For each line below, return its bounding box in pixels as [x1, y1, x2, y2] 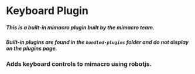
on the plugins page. [6, 45, 57, 52]
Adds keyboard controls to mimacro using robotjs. [6, 60, 152, 68]
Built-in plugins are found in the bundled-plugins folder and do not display [6, 39, 189, 46]
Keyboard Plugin [6, 4, 89, 18]
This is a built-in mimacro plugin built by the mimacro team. [6, 23, 155, 31]
